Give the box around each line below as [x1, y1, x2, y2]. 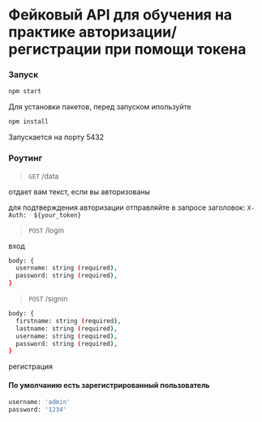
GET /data [28, 171, 59, 181]
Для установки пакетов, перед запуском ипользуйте [8, 102, 192, 112]
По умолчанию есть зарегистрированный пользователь [8, 380, 210, 390]
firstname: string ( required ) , [15, 317, 122, 325]
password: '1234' [8, 406, 67, 414]
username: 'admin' [8, 399, 71, 407]
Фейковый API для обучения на [8, 6, 233, 24]
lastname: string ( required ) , [15, 324, 118, 333]
